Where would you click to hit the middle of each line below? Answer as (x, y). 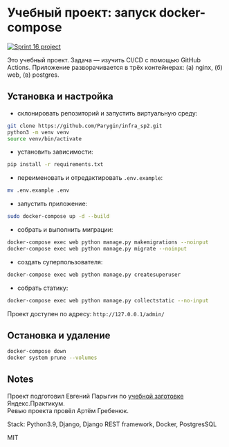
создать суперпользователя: (60, 262)
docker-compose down (37, 352)
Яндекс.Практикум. (36, 403)
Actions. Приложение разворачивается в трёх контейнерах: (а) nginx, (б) (115, 67)
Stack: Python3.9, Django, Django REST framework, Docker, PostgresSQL (112, 424)
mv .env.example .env (38, 191)
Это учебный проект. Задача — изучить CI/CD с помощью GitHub (104, 60)
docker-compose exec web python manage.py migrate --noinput (97, 248)
